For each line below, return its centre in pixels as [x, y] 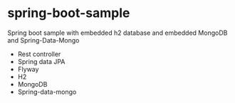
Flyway [28, 69]
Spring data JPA [41, 61]
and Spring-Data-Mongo [43, 40]
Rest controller [39, 54]
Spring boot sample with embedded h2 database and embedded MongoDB [117, 33]
